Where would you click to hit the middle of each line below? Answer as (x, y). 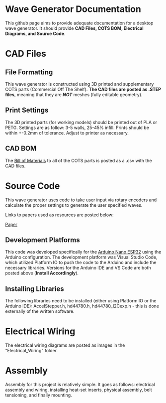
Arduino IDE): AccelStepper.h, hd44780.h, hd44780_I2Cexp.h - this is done (82, 306)
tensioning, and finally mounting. (39, 395)
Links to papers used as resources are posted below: (59, 215)
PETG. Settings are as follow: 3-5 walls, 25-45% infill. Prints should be (77, 128)
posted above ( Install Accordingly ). (42, 273)
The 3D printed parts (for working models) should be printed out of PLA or (81, 122)
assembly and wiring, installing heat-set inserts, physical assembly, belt (79, 390)
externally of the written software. (40, 311)
